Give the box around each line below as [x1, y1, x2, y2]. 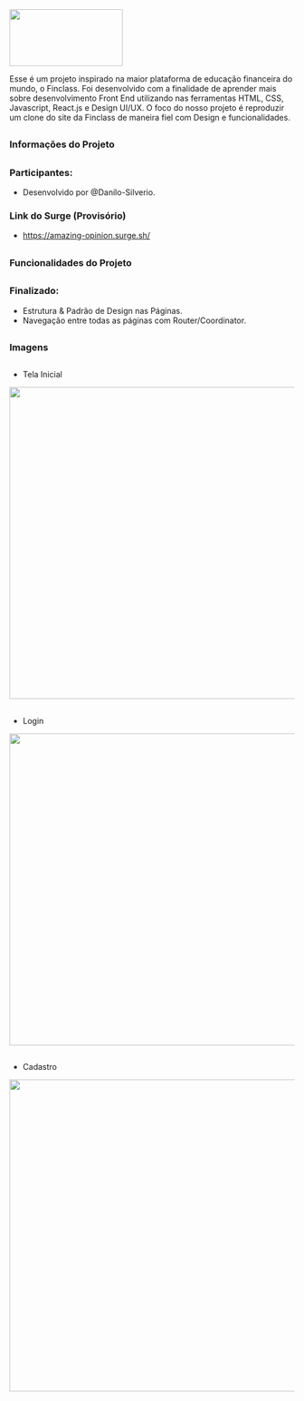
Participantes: [9, 166, 73, 179]
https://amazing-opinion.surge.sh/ [22, 230, 151, 241]
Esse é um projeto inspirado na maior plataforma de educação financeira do [9, 73, 293, 84]
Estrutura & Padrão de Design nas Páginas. [22, 305, 183, 316]
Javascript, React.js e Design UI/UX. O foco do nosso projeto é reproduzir [9, 103, 285, 113]
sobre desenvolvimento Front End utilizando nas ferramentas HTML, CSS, [9, 93, 284, 103]
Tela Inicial [22, 369, 63, 380]
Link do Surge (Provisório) [9, 210, 127, 222]
